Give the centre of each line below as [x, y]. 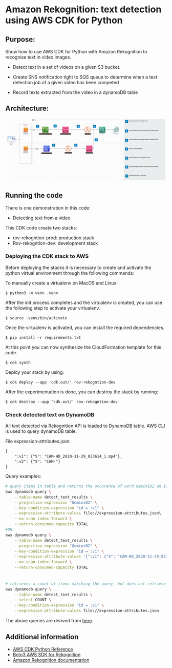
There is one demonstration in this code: [48, 208]
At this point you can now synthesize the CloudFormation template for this [83, 347]
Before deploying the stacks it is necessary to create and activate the [78, 268]
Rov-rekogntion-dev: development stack [55, 243]
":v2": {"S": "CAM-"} [37, 462]
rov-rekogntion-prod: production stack [53, 238]
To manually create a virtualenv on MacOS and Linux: [61, 283]
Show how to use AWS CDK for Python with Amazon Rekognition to [76, 52]
